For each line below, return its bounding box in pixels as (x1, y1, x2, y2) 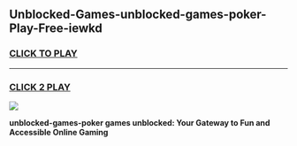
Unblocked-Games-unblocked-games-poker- (9, 7, 267, 22)
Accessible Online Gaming (9, 127, 109, 137)
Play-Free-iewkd (9, 21, 103, 36)
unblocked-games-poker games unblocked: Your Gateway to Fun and (9, 117, 270, 127)
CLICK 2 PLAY (9, 81, 71, 93)
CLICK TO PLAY (9, 48, 78, 60)
